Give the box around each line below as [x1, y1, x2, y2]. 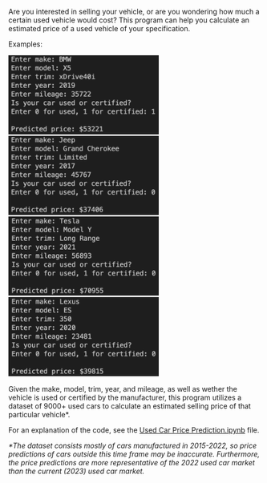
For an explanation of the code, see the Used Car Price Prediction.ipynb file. [8, 425, 260, 435]
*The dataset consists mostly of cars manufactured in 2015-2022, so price [8, 441, 257, 450]
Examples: [8, 39, 42, 49]
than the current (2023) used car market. [8, 466, 145, 476]
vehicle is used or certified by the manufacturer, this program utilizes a [8, 392, 242, 402]
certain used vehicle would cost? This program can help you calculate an [8, 15, 250, 25]
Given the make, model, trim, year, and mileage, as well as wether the [8, 384, 238, 393]
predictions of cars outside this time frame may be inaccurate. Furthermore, [8, 449, 261, 459]
